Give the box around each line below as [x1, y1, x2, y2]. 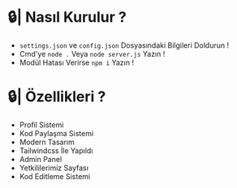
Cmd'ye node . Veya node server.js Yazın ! [19, 49, 166, 58]
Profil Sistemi [19, 120, 64, 130]
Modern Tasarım [19, 137, 75, 147]
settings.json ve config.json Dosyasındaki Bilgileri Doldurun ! [19, 40, 229, 50]
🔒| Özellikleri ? [7, 88, 106, 106]
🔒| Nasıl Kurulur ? [7, 8, 127, 27]
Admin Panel [19, 154, 62, 164]
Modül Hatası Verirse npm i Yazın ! [19, 58, 135, 67]
